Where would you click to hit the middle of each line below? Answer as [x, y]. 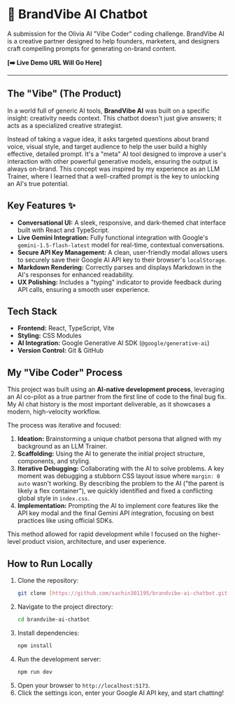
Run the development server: [59, 659]
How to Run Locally [50, 564]
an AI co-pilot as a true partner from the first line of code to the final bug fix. [117, 397]
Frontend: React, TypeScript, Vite [66, 328]
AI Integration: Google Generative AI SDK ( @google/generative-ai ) [113, 343]
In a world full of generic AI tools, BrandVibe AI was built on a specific [108, 111]
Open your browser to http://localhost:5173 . [84, 685]
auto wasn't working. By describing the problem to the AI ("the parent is [121, 484]
